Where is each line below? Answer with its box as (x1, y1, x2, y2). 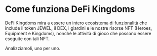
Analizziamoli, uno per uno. (5, 45, 61, 51)
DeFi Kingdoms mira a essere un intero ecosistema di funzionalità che (5, 20, 147, 26)
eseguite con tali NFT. (5, 36, 50, 42)
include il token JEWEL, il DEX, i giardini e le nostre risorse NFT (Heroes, (5, 25, 152, 31)
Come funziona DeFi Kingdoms (5, 3, 135, 15)
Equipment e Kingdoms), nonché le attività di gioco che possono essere (5, 30, 152, 36)
